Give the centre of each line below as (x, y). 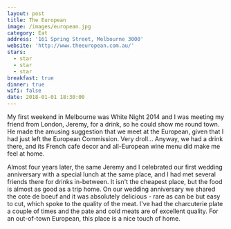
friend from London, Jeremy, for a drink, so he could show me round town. (113, 124)
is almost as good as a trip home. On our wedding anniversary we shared (111, 189)
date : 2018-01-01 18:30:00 (46, 98)
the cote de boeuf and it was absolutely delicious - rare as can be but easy (114, 196)
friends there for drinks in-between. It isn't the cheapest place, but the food (115, 182)
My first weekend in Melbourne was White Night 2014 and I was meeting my (116, 117)
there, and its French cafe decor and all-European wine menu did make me (114, 146)
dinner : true (26, 84)
